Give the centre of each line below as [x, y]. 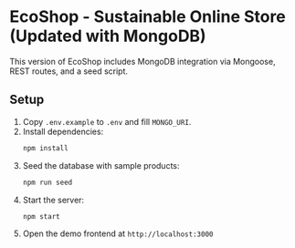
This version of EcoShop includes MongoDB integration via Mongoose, [142, 61]
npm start [42, 216]
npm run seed [47, 182]
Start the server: [53, 200]
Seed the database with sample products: [101, 165]
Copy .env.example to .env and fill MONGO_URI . [107, 121]
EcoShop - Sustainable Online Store [147, 17]
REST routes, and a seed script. [69, 71]
